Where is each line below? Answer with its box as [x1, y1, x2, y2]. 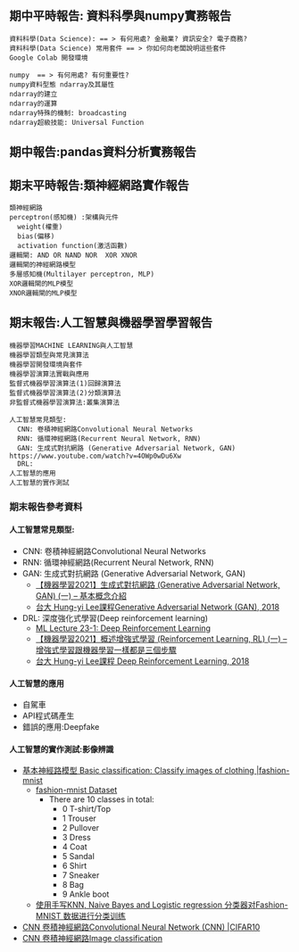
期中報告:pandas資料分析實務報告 [9, 145, 196, 160]
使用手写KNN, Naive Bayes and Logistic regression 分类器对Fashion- [35, 899, 288, 910]
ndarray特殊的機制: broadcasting [9, 108, 127, 118]
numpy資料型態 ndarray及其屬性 [9, 79, 115, 89]
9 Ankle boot [62, 889, 110, 899]
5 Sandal [62, 851, 96, 862]
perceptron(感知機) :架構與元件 [9, 213, 119, 222]
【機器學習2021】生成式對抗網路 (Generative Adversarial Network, [35, 579, 280, 590]
